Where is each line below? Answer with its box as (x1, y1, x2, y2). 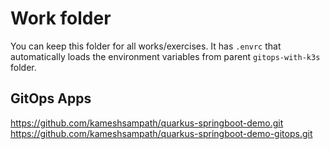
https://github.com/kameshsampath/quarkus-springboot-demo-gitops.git (10, 127, 313, 139)
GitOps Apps (10, 90, 92, 107)
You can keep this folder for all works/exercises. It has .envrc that (10, 40, 282, 52)
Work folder (10, 7, 112, 30)
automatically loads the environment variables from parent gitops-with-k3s (10, 50, 321, 62)
